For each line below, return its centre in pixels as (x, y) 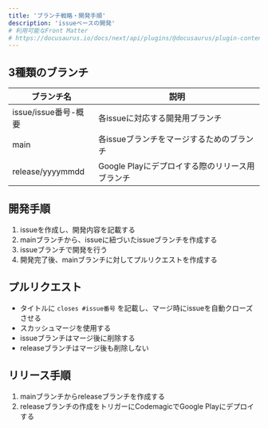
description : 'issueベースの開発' (62, 23)
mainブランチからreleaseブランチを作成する (92, 396)
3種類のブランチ (49, 72)
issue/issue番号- (44, 113)
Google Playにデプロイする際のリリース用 (177, 166)
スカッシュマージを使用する (65, 327)
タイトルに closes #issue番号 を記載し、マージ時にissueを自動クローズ (136, 307)
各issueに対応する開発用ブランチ (160, 118)
